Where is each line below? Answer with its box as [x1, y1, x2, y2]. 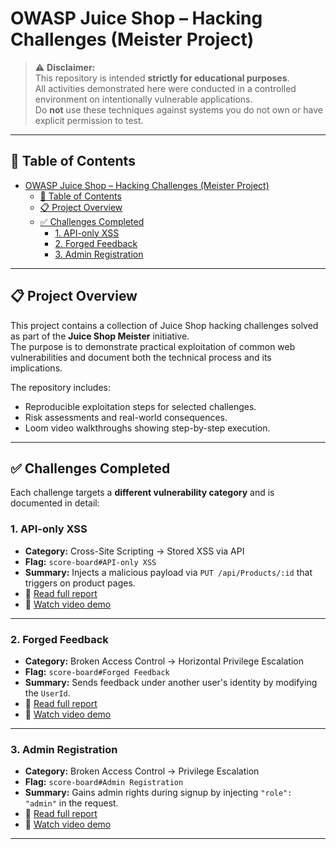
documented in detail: [10, 497, 100, 509]
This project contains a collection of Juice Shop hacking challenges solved [10, 319, 319, 331]
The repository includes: [10, 381, 111, 393]
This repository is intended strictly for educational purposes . [34, 72, 290, 84]
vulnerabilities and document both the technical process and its [10, 351, 272, 363]
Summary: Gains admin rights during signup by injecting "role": [24, 787, 293, 799]
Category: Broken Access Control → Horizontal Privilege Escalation [24, 655, 304, 667]
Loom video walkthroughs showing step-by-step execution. [24, 422, 271, 434]
